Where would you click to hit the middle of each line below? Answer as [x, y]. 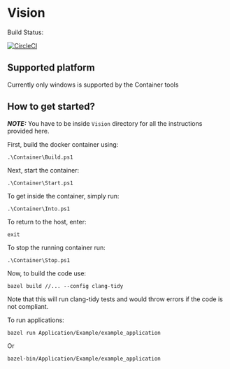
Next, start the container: [43, 170]
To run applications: [36, 320]
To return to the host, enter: [47, 222]
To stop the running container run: [57, 247]
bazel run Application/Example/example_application [84, 333]
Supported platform [51, 68]
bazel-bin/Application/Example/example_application [84, 359]
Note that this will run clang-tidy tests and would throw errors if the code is [115, 299]
